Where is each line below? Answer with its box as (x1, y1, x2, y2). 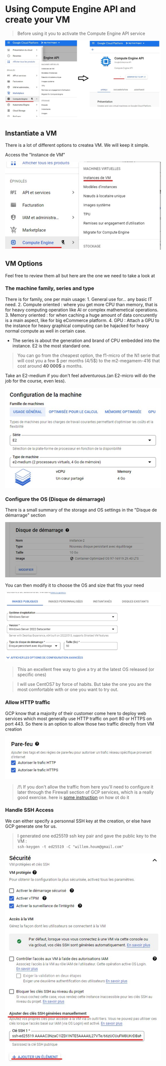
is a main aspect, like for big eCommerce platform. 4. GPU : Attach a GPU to (5, 317, 160, 323)
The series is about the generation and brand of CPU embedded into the (12, 337, 160, 343)
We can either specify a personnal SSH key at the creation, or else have (5, 818, 151, 824)
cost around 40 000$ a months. (17, 363, 83, 369)
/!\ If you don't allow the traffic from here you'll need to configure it (17, 784, 154, 790)
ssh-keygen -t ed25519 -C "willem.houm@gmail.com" (17, 844, 124, 849)
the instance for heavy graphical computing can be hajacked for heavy (5, 323, 149, 329)
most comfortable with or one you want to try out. (17, 686, 119, 693)
